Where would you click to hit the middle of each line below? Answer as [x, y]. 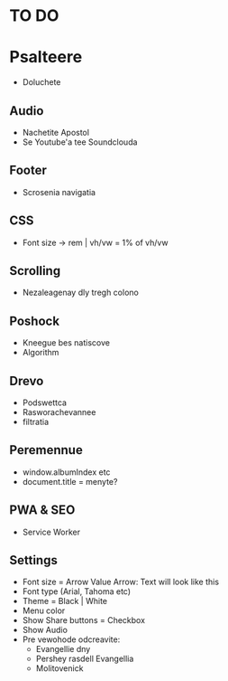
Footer [28, 170]
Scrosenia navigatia [59, 192]
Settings [34, 560]
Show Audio [45, 630]
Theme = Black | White [65, 601]
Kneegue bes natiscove [66, 343]
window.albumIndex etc [66, 472]
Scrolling [35, 271]
